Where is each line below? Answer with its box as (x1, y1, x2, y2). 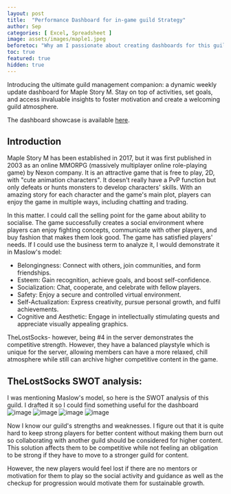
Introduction (7, 136, 62, 148)
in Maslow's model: (7, 248, 62, 256)
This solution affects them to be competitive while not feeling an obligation (7, 444, 219, 452)
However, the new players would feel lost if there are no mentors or (7, 464, 198, 473)
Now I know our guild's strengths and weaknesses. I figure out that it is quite (7, 422, 224, 430)
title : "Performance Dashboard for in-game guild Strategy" (7, 17, 186, 23)
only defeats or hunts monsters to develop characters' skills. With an (7, 184, 201, 192)
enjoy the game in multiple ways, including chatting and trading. (7, 198, 188, 206)
